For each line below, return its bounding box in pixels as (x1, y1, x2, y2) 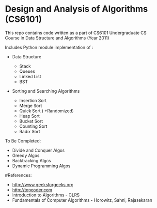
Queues (19, 68, 35, 74)
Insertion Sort (19, 97, 47, 103)
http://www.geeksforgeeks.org (12, 181, 74, 188)
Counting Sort (19, 123, 47, 129)
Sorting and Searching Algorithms (12, 88, 80, 94)
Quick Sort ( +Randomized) (19, 108, 74, 114)
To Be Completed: (5, 138, 41, 144)
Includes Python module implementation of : (5, 44, 94, 50)
